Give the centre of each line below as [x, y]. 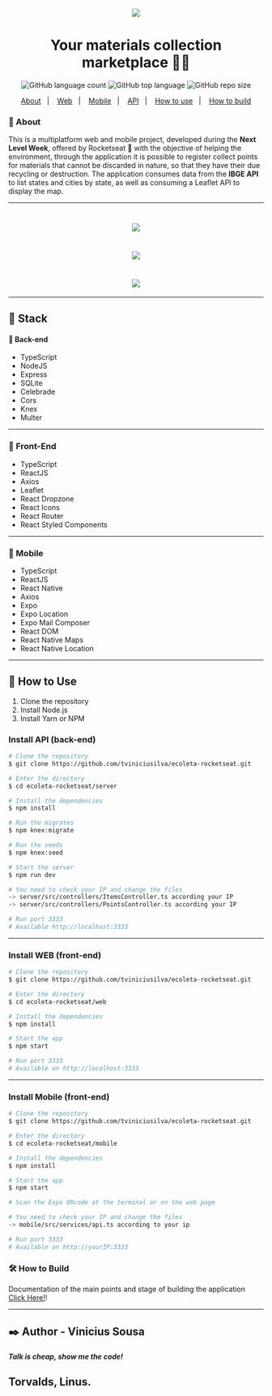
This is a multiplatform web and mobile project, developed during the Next [132, 140]
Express [34, 374]
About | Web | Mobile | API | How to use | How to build [136, 101]
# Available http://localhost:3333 [68, 927]
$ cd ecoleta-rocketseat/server [63, 786]
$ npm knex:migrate [41, 831]
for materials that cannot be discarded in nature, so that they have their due [134, 166]
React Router [42, 516]
